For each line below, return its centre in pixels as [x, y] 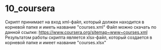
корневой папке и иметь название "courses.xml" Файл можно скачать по [81, 27]
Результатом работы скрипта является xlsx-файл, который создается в [79, 37]
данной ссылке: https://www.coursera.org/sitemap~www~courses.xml [76, 32]
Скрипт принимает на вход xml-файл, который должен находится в [75, 22]
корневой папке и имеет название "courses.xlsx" [56, 42]
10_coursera [30, 8]
